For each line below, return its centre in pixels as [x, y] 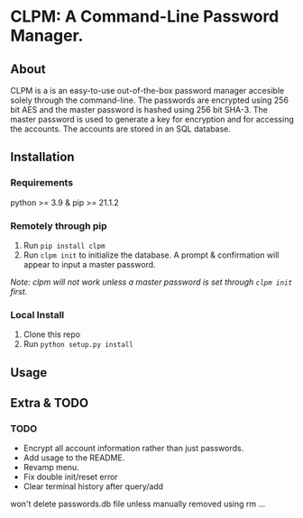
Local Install [37, 314]
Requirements [42, 183]
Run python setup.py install [78, 344]
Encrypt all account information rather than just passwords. [133, 449]
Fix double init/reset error [70, 477]
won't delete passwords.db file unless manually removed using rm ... [138, 504]
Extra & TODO [50, 403]
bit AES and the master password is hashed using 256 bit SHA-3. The [139, 109]
